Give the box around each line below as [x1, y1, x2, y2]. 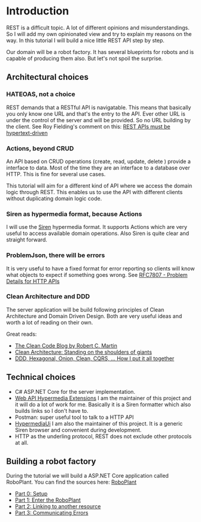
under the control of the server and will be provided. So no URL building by [6, 116, 191, 123]
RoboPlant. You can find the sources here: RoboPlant [6, 478, 137, 486]
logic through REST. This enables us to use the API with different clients [6, 188, 183, 195]
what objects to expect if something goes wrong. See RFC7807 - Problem [6, 271, 188, 278]
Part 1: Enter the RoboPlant [14, 496, 81, 504]
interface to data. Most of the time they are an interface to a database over [6, 164, 190, 171]
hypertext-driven [6, 129, 48, 136]
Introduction [6, 4, 69, 18]
